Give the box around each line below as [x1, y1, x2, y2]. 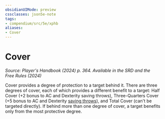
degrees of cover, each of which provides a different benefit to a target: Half [5, 87, 160, 93]
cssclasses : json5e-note [5, 12, 56, 17]
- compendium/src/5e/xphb [5, 21, 58, 26]
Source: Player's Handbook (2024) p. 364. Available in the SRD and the [5, 67, 151, 73]
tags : [5, 16, 16, 21]
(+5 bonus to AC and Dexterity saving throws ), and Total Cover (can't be [5, 98, 152, 104]
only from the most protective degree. [5, 108, 82, 114]
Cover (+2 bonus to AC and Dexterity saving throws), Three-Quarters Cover [5, 92, 159, 98]
